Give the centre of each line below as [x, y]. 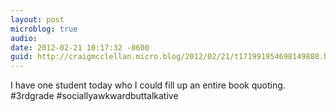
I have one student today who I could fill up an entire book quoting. [148, 85]
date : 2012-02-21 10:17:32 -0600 [80, 47]
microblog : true [44, 29]
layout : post [37, 19]
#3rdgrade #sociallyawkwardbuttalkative [94, 96]
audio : [24, 38]
